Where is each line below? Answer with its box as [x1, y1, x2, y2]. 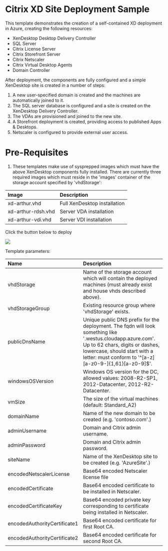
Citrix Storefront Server [12, 51, 61, 57]
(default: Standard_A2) [83, 401, 136, 408]
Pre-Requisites [5, 147, 68, 159]
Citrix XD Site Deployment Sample [5, 4, 150, 15]
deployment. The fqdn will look [83, 322, 155, 329]
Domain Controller [12, 67, 50, 73]
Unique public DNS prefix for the [83, 316, 159, 323]
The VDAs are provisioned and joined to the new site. [12, 113, 122, 119]
